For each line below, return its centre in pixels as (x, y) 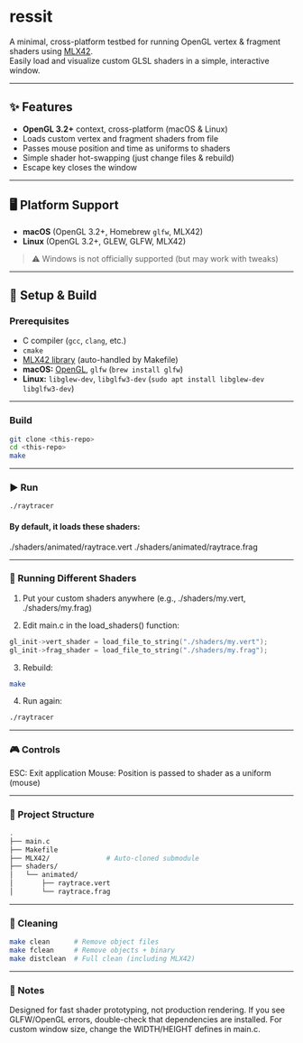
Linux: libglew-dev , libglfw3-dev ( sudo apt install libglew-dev (143, 379)
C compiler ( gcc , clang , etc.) (74, 341)
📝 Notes (27, 990)
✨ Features (41, 107)
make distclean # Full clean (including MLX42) (102, 958)
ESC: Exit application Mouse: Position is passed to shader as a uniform (141, 772)
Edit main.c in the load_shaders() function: (101, 625)
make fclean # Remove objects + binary (92, 951)
